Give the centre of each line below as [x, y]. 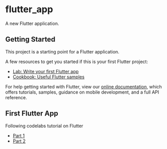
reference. [16, 97]
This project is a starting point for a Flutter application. [62, 51]
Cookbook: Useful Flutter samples [49, 77]
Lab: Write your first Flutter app [46, 71]
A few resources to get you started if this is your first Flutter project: [77, 62]
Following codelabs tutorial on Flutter [44, 126]
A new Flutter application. [32, 23]
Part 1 [19, 135]
